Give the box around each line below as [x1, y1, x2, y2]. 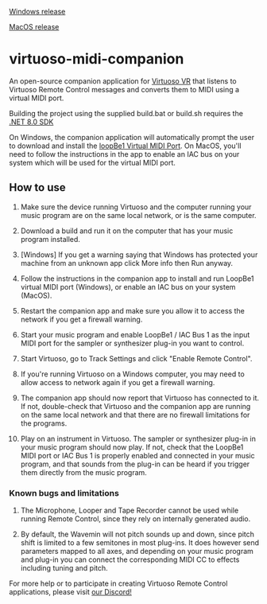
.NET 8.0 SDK [9, 117, 54, 127]
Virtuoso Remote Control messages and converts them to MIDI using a [9, 84, 240, 94]
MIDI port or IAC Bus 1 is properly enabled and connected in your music [20, 450, 255, 460]
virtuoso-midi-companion [9, 50, 184, 68]
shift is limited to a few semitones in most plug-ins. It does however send [20, 538, 260, 547]
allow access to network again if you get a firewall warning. [20, 377, 215, 387]
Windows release [9, 7, 66, 16]
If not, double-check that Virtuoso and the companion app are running [20, 401, 251, 411]
